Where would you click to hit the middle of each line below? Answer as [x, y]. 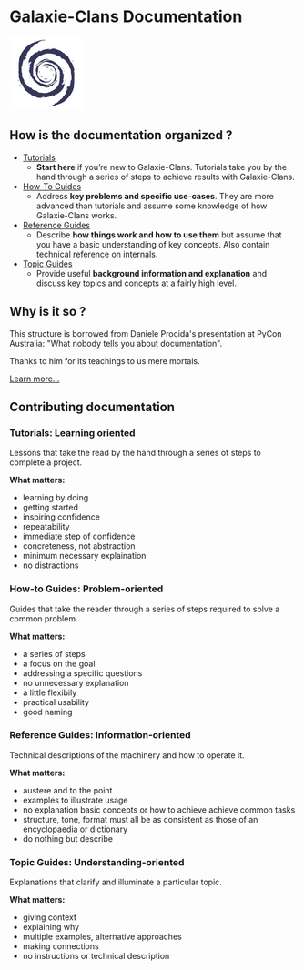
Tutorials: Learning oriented [72, 432]
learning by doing [56, 498]
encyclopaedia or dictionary [75, 829]
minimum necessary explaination [84, 556]
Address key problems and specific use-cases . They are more [155, 196]
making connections [61, 946]
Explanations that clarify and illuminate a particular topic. [116, 882]
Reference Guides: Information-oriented [100, 735]
